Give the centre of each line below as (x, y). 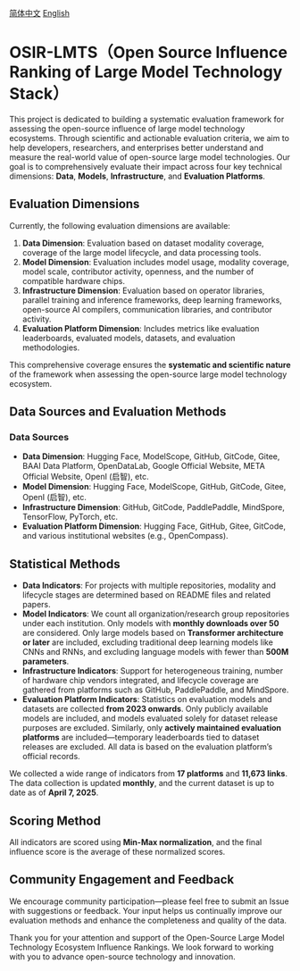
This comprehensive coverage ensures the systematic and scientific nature (150, 364)
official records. (51, 757)
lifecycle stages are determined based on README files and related (146, 595)
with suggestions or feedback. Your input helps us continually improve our (146, 910)
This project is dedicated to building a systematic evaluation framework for (147, 119)
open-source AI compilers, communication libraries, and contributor (147, 309)
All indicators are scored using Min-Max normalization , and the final (136, 842)
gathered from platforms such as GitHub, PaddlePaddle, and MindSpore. (155, 690)
